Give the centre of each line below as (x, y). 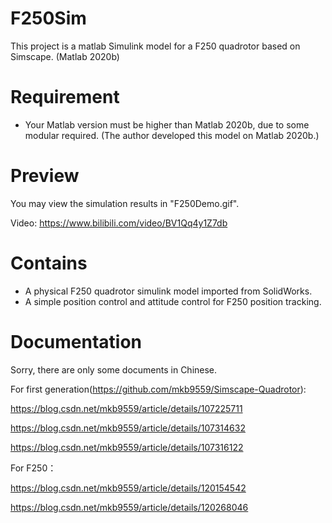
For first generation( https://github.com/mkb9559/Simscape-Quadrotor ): (158, 389)
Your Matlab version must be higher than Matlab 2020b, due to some (167, 124)
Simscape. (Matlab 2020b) (65, 56)
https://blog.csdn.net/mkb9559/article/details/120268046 (129, 507)
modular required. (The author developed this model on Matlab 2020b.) (172, 135)
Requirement (65, 97)
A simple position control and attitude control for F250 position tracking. (173, 301)
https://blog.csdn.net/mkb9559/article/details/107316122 (127, 447)
